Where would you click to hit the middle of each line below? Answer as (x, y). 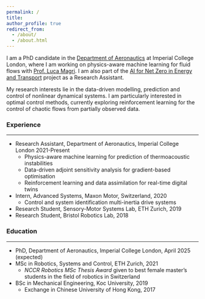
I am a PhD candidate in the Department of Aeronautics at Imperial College (100, 58)
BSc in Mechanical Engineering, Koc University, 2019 (81, 283)
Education (22, 232)
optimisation (40, 176)
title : (15, 18)
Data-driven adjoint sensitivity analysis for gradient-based (97, 170)
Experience (23, 124)
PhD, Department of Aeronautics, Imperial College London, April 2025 (103, 250)
